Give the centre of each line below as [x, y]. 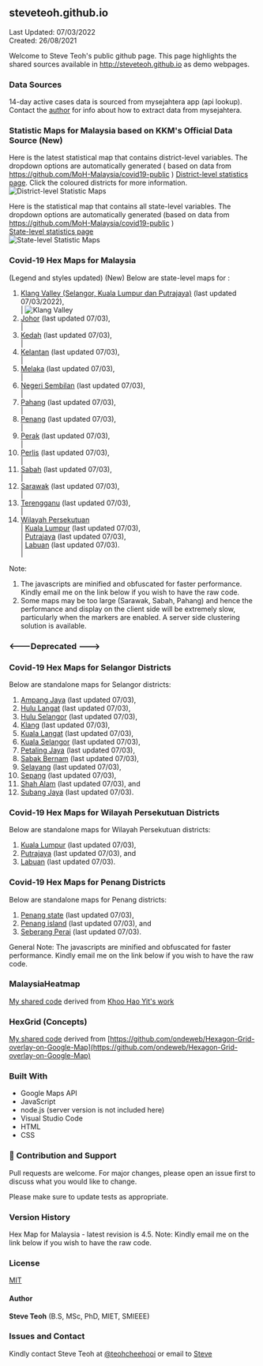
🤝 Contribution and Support [63, 1156]
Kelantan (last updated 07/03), [70, 351]
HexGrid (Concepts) [48, 1022]
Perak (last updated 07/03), [65, 435]
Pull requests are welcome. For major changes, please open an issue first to [132, 1173]
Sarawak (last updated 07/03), [70, 486]
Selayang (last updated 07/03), [71, 767]
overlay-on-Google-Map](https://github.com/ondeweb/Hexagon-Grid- [123, 1047]
